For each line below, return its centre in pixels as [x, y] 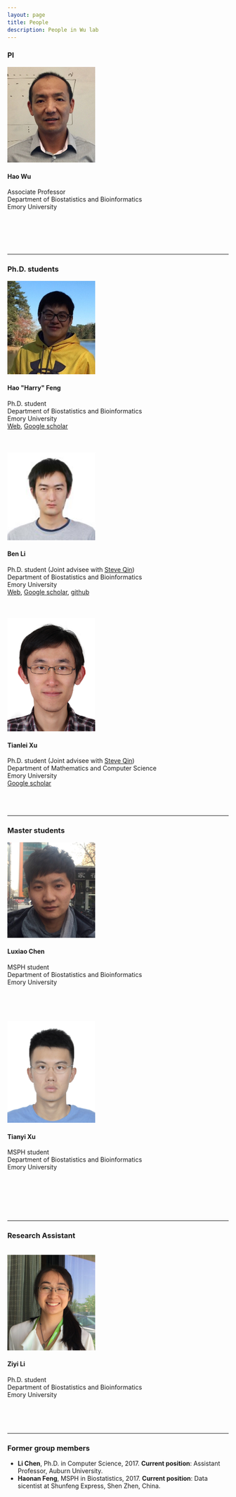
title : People [28, 22]
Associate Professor [37, 192]
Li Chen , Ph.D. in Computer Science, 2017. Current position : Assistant [119, 1464]
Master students [36, 831]
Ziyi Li [17, 1364]
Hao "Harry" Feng [34, 388]
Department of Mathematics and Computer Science [82, 769]
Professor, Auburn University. [60, 1471]
